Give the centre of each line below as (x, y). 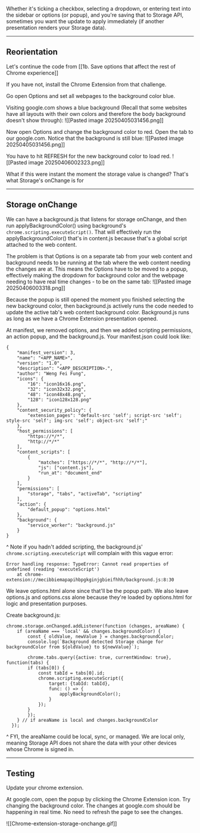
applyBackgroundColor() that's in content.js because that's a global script (97, 238)
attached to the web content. (42, 244)
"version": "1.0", (40, 363)
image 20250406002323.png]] (67, 162)
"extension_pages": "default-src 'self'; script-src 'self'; (105, 415)
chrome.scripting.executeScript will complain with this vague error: (90, 553)
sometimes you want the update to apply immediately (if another (85, 21)
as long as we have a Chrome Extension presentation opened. (82, 318)
